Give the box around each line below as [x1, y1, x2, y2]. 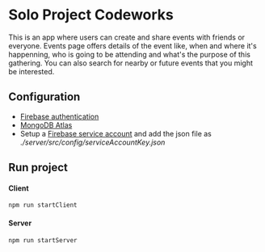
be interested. [8, 66, 55, 76]
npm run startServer [8, 236, 78, 244]
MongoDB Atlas [19, 120, 73, 130]
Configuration [8, 90, 81, 104]
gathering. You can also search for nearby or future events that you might [8, 58, 253, 68]
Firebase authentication [19, 111, 99, 121]
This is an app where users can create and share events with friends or [8, 32, 245, 42]
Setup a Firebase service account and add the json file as [19, 128, 212, 138]
